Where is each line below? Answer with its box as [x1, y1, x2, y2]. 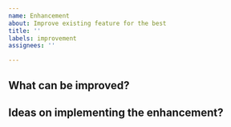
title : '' [8, 27, 42, 35]
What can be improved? [8, 78, 130, 92]
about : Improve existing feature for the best [8, 19, 167, 27]
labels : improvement [8, 34, 78, 43]
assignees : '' [8, 42, 56, 50]
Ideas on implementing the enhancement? [8, 105, 224, 119]
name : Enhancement [8, 11, 70, 20]
